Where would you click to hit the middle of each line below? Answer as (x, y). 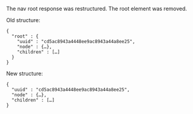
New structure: (25, 73)
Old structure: (23, 20)
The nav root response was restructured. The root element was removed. (97, 9)
